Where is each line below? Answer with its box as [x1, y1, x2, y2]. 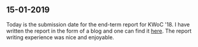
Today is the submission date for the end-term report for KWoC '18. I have [6, 20, 190, 28]
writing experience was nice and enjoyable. [6, 33, 115, 41]
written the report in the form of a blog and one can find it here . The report [6, 27, 192, 34]
